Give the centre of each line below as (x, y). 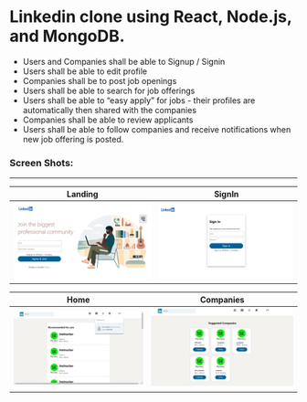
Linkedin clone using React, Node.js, (151, 17)
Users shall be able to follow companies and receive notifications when (157, 129)
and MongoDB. (67, 36)
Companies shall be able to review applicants (108, 120)
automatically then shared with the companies (110, 110)
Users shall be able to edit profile (85, 71)
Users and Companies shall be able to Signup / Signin (124, 61)
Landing (83, 194)
